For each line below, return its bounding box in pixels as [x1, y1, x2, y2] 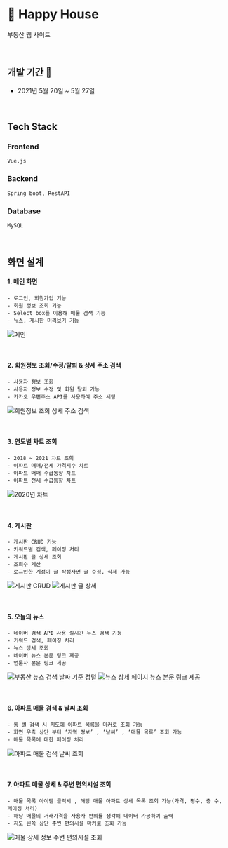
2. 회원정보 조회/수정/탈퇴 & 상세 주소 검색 [7, 361, 121, 370]
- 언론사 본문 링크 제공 [7, 659, 67, 667]
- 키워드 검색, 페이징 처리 [7, 638, 75, 645]
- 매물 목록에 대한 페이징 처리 [7, 736, 84, 743]
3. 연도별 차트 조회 [7, 438, 58, 446]
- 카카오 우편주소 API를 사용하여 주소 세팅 [7, 393, 116, 401]
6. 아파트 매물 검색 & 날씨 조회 [7, 704, 88, 713]
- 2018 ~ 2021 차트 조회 [7, 455, 74, 462]
